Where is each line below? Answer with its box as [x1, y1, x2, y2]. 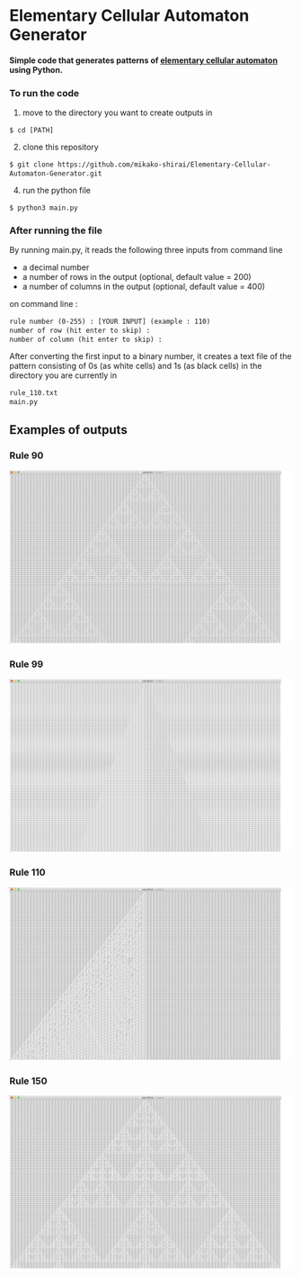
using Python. [9, 64, 63, 75]
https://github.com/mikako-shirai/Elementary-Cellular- [57, 160, 271, 169]
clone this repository [22, 141, 99, 153]
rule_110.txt [9, 389, 58, 398]
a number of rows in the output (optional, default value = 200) [22, 272, 252, 283]
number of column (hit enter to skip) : [9, 335, 164, 345]
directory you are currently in [9, 370, 118, 381]
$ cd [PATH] [9, 126, 54, 135]
